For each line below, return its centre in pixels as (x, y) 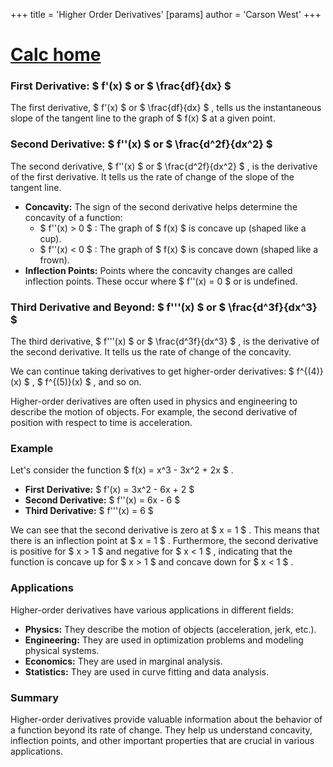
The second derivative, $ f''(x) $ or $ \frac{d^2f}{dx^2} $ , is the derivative (164, 166)
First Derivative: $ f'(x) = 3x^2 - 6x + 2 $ (109, 490)
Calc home (56, 55)
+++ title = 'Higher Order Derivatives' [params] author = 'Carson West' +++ (166, 14)
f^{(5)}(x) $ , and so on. (93, 382)
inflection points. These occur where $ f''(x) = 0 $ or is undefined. (161, 281)
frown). (54, 260)
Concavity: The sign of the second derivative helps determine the (161, 206)
